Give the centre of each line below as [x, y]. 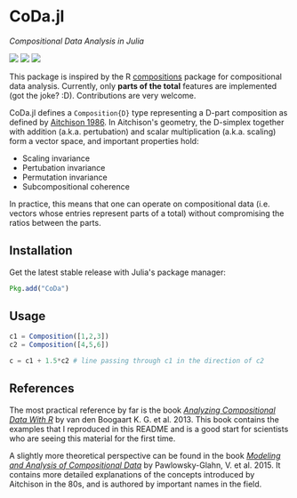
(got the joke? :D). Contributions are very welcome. [103, 95]
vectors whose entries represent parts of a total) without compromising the [147, 213]
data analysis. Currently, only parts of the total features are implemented [143, 85]
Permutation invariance [65, 177]
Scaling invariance [56, 158]
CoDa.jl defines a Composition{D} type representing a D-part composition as [148, 112]
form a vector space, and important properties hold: [104, 141]
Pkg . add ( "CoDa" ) [39, 288]
